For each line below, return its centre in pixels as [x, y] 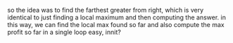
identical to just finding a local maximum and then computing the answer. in [117, 17]
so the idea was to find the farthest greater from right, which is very [106, 10]
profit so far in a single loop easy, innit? [64, 32]
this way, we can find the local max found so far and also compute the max [116, 25]
